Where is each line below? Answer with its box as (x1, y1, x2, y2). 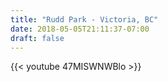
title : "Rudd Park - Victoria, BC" (10, 14, 159, 25)
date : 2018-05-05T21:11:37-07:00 (10, 24, 150, 34)
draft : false (10, 33, 65, 43)
